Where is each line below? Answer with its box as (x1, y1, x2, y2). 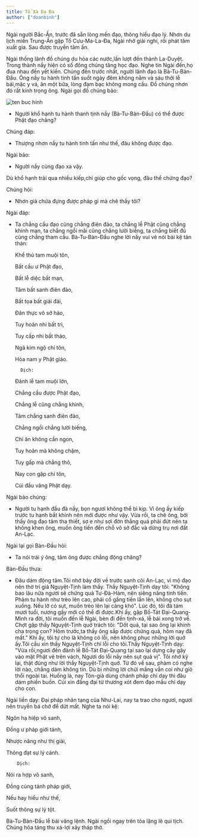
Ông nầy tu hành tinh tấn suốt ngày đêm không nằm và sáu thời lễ (18, 74, 181, 81)
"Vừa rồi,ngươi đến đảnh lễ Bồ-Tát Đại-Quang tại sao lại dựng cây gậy (14, 646, 186, 653)
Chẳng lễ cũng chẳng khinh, (14, 401, 85, 408)
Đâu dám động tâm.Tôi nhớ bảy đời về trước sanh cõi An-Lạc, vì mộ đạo (14, 576, 192, 584)
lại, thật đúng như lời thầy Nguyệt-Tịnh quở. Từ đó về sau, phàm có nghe (14, 659, 193, 667)
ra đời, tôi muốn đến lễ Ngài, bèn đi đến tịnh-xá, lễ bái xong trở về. (29, 615, 191, 622)
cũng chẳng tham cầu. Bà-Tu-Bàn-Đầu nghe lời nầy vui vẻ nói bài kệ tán (14, 233, 192, 240)
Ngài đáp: (6, 209, 30, 216)
